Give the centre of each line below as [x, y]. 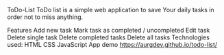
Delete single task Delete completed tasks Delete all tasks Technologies [109, 37]
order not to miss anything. [45, 17]
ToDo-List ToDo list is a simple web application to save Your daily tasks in [111, 10]
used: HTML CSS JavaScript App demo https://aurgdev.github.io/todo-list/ [112, 44]
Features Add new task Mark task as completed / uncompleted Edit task [109, 30]
